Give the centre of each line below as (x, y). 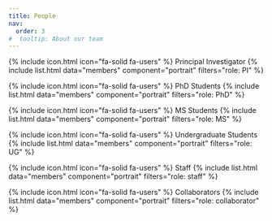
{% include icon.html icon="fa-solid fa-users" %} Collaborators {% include (134, 193)
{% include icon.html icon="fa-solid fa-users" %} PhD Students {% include (134, 86)
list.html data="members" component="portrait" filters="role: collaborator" (134, 201)
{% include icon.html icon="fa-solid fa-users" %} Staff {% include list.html (133, 168)
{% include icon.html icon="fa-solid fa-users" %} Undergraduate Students (133, 135)
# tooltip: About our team (56, 39)
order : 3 (30, 31)
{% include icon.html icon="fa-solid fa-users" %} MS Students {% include (133, 110)
